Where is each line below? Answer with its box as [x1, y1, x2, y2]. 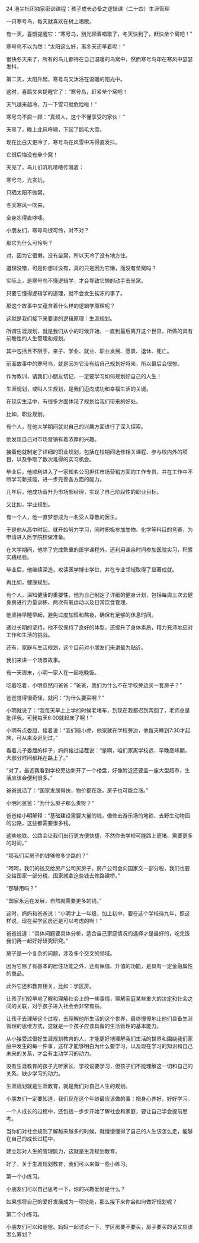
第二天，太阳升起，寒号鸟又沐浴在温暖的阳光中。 [6, 76, 126, 82]
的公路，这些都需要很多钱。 [6, 820, 74, 826]
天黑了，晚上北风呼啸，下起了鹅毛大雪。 [6, 126, 105, 133]
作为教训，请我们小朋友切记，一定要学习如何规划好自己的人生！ [6, 373, 162, 379]
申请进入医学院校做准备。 [6, 533, 69, 541]
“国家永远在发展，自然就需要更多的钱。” [6, 897, 102, 904]
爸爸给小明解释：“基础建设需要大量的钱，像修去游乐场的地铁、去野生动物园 [6, 812, 191, 819]
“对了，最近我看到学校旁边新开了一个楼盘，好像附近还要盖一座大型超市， [6, 767, 185, 774]
